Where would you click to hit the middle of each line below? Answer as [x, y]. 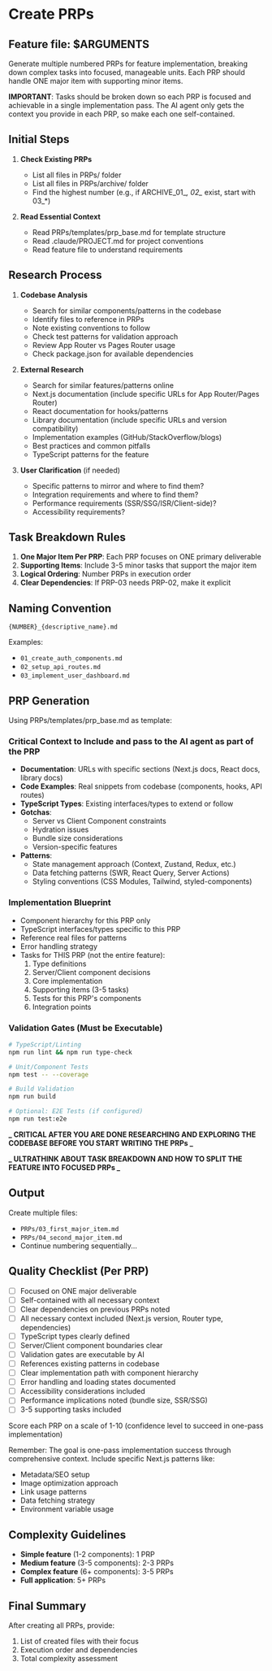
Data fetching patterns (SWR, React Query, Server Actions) [131, 873]
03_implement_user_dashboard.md [75, 676]
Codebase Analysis [54, 294]
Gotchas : [36, 812]
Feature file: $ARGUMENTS [79, 44]
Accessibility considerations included [83, 1391]
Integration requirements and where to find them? [115, 494]
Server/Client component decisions [91, 972]
